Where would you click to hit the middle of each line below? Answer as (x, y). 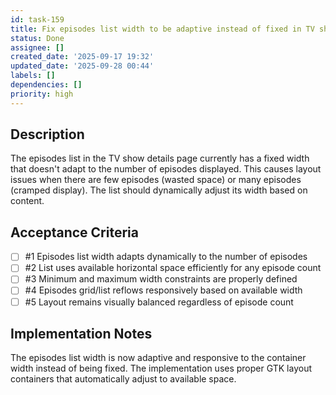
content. (27, 201)
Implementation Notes (81, 333)
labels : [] (33, 76)
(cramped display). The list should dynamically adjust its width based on (159, 190)
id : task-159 (37, 19)
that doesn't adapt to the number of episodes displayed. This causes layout (166, 169)
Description (47, 134)
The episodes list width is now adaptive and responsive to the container (158, 358)
